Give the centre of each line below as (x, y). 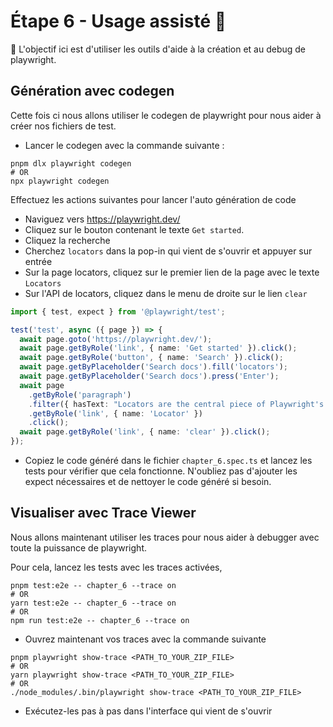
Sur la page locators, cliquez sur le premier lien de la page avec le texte (172, 272)
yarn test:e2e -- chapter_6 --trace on (93, 603)
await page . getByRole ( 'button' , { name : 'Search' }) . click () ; (151, 358)
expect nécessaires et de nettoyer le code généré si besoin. (148, 481)
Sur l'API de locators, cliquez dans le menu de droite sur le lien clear (166, 293)
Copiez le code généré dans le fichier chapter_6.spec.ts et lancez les (168, 460)
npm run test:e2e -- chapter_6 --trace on (100, 620)
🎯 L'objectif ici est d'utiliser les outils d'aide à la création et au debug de (158, 49)
